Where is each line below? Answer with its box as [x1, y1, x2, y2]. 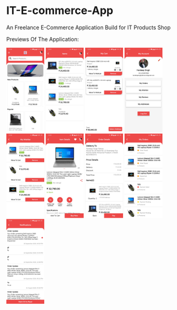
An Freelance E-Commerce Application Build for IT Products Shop [6, 24, 171, 31]
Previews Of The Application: [6, 35, 79, 43]
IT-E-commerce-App [6, 4, 113, 18]
